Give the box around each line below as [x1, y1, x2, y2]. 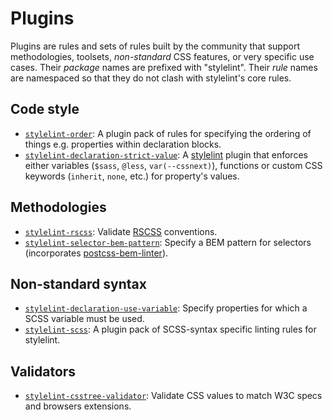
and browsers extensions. [24, 400, 132, 412]
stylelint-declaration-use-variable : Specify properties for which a [24, 302, 308, 314]
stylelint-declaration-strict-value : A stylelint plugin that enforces [24, 148, 308, 161]
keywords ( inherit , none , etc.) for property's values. [24, 170, 240, 182]
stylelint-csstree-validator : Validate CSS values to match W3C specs [24, 390, 323, 402]
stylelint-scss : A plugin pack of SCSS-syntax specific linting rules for [24, 323, 317, 336]
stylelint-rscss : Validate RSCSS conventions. [24, 225, 218, 237]
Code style [10, 101, 80, 118]
